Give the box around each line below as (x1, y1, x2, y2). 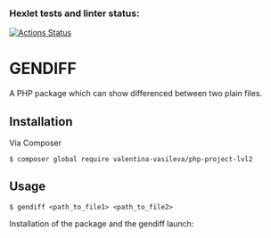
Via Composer (9, 137, 62, 149)
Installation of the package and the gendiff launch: (9, 217, 194, 229)
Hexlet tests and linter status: (9, 7, 140, 20)
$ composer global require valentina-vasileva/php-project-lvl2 (9, 155, 253, 164)
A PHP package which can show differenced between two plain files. (9, 88, 263, 99)
